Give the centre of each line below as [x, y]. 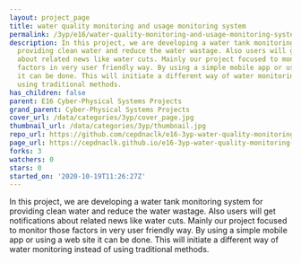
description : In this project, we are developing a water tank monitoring [152, 43]
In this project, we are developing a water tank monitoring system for [136, 202]
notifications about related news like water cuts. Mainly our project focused [148, 221]
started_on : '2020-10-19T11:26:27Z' [77, 176]
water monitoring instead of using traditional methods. [109, 250]
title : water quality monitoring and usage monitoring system [128, 26]
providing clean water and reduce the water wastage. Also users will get [142, 211]
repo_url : [28, 135]
